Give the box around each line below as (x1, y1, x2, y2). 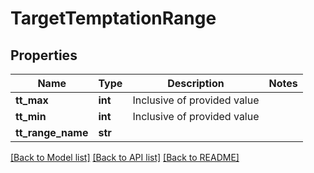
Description (167, 77, 225, 90)
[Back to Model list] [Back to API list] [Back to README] (10, 152, 240, 163)
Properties (10, 47, 78, 64)
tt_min (15, 110, 47, 123)
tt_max (15, 93, 49, 107)
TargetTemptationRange (10, 7, 217, 30)
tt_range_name (15, 126, 89, 139)
